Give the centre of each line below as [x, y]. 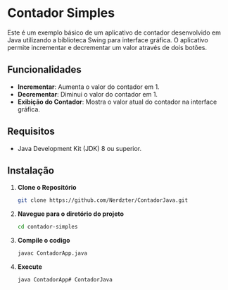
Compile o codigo [44, 241]
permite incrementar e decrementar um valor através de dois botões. [107, 47]
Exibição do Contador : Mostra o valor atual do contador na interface [117, 102]
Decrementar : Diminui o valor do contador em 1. [88, 94]
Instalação [31, 170]
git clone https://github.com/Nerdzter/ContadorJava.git [103, 200]
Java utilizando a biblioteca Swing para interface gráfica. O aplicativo [108, 40]
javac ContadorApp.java [52, 253]
